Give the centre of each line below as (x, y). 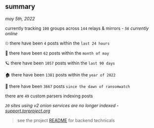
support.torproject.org (28, 111)
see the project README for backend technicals (66, 120)
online (11, 33)
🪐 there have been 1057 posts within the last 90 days (60, 63)
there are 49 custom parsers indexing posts (49, 96)
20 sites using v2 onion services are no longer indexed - (62, 105)
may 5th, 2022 (20, 18)
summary (20, 7)
